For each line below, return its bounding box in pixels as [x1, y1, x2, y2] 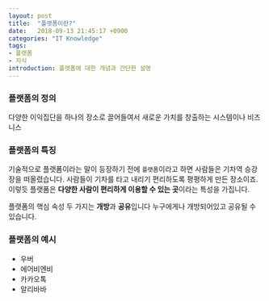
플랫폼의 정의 [8, 92, 57, 103]
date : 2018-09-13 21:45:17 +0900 [8, 27, 128, 35]
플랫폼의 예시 [8, 234, 57, 245]
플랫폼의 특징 [8, 144, 57, 156]
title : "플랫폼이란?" [8, 19, 77, 27]
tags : [8, 42, 27, 50]
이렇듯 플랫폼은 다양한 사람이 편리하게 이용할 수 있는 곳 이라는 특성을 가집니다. [8, 185, 250, 194]
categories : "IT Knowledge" [8, 34, 103, 43]
